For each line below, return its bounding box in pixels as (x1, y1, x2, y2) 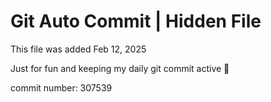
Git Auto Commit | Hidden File (10, 10, 262, 33)
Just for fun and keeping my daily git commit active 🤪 (10, 62, 230, 74)
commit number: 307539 (10, 81, 113, 94)
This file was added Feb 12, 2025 (10, 43, 147, 55)
